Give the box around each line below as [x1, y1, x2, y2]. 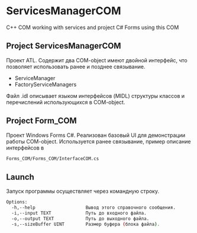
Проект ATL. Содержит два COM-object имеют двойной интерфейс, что [6, 56, 188, 63]
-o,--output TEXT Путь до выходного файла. [11, 215, 150, 222]
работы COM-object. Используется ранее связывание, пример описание [6, 138, 191, 145]
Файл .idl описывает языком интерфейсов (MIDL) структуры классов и [6, 92, 185, 99]
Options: [6, 199, 28, 205]
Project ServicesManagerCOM [6, 41, 121, 51]
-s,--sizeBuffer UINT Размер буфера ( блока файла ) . [11, 221, 160, 227]
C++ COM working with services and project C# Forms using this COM [6, 24, 179, 31]
